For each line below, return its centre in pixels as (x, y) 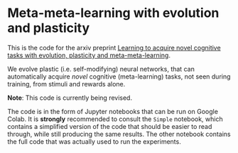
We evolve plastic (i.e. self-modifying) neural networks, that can (101, 69)
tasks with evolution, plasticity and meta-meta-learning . (89, 55)
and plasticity (49, 28)
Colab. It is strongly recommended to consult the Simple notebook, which (115, 119)
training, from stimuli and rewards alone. (66, 84)
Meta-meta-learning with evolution (113, 13)
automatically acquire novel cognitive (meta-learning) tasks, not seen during (119, 76)
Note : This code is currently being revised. (70, 98)
